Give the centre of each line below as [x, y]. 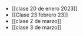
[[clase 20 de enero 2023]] [44, 9]
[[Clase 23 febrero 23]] [40, 15]
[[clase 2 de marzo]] [36, 21]
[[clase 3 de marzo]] [36, 27]
